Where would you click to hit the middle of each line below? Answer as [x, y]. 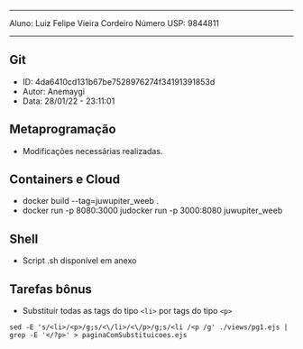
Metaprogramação [63, 129]
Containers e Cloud [64, 180]
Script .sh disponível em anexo [79, 261]
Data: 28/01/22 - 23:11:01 [69, 101]
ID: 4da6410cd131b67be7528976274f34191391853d [119, 81]
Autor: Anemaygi [54, 91]
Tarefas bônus [51, 289]
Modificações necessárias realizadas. [92, 151]
